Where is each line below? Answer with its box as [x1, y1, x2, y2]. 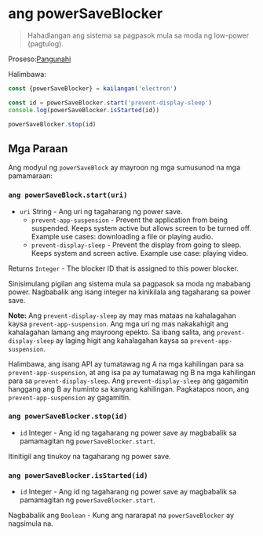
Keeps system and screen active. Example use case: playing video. [31, 248, 249, 257]
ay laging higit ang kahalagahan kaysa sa [56, 335, 188, 345]
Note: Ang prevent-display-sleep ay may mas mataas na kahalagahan [8, 311, 237, 320]
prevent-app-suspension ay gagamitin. [8, 392, 131, 402]
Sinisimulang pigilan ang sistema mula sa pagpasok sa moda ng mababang [8, 279, 251, 288]
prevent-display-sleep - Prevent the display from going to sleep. [31, 240, 242, 250]
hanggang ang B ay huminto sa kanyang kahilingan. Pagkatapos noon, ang [8, 384, 250, 393]
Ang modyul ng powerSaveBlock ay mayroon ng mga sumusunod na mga [8, 162, 241, 173]
